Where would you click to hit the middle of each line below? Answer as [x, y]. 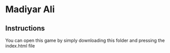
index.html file [20, 46]
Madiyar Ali [30, 9]
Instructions [25, 28]
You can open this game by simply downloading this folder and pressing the [85, 40]
